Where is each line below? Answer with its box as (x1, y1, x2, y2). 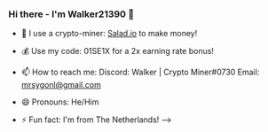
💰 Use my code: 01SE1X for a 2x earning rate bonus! (20, 46, 215, 57)
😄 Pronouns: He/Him (20, 97, 99, 107)
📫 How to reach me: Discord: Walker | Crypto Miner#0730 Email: (20, 66, 260, 78)
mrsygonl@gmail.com (20, 80, 101, 90)
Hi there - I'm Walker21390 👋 (8, 8, 135, 20)
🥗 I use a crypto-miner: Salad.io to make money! (20, 28, 198, 39)
